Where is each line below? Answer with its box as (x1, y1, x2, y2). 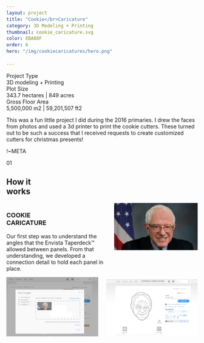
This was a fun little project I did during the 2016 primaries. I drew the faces (6, 116, 195, 123)
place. (6, 265, 22, 272)
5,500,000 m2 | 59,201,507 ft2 (6, 104, 82, 112)
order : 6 (6, 42, 29, 48)
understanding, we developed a (6, 252, 86, 259)
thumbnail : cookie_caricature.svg (6, 29, 94, 35)
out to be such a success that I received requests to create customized (6, 129, 184, 136)
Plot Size (6, 85, 29, 92)
